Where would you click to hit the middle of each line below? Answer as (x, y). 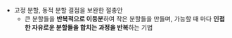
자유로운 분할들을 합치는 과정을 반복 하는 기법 (92, 27)
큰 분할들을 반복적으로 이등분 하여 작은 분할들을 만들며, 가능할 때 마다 (118, 19)
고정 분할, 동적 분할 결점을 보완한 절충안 (68, 10)
